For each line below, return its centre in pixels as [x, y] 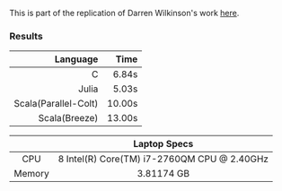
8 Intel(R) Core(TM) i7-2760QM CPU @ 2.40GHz [163, 159]
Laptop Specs [163, 144]
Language [76, 59]
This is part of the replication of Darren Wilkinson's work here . [124, 13]
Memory [31, 174]
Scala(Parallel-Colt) [56, 104]
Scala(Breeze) [68, 118]
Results [26, 36]
